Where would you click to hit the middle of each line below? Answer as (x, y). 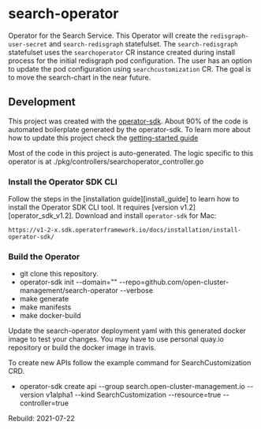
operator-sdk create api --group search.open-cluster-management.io (132, 386)
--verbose (136, 290)
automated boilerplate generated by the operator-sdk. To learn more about (129, 129)
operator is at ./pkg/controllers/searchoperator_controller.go (106, 161)
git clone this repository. (59, 274)
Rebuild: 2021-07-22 (41, 419)
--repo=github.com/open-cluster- (174, 282)
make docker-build (50, 316)
